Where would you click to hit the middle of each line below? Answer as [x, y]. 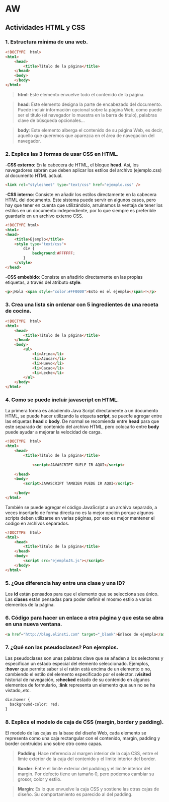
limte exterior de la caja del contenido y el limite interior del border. [87, 759]
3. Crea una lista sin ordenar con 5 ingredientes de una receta [82, 304]
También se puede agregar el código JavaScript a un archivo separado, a [81, 507]
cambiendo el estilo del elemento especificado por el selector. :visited [78, 674]
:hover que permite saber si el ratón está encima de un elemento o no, [78, 669]
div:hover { [18, 700]
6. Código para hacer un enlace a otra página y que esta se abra [84, 618]
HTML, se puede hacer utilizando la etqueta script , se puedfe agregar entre [84, 416]
